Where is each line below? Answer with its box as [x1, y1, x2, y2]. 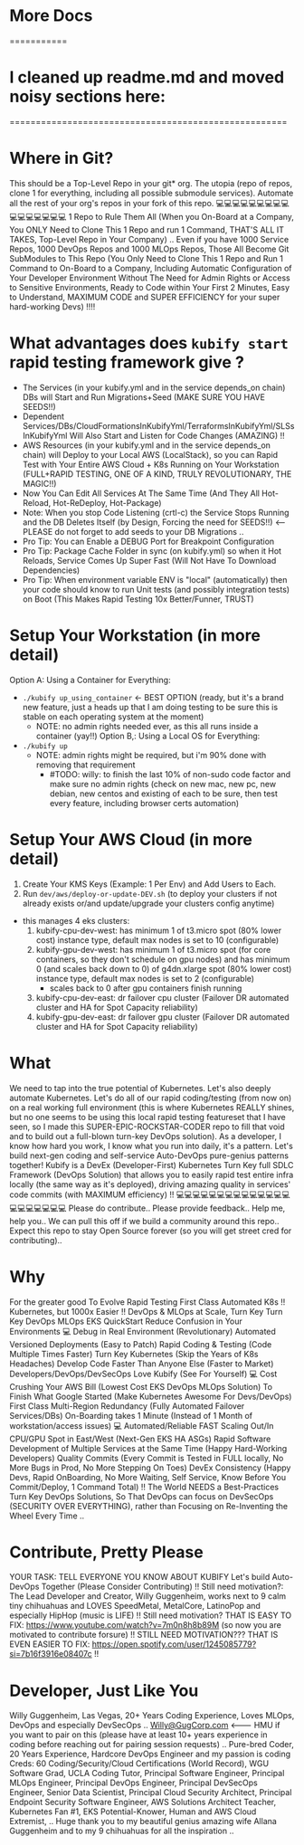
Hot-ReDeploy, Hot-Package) [52, 497, 162, 508]
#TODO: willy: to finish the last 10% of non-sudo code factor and [49, 768, 291, 779]
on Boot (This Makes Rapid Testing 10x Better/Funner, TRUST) [22, 594, 255, 604]
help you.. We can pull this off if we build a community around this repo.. [9, 1215, 280, 1226]
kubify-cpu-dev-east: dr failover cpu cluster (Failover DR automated [35, 992, 290, 1003]
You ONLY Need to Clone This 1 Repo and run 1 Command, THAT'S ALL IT [9, 223, 285, 235]
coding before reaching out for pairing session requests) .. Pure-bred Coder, [9, 1739, 294, 1750]
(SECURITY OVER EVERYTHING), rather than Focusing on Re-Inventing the [9, 1500, 289, 1511]
